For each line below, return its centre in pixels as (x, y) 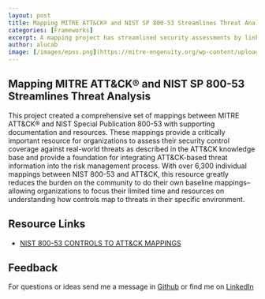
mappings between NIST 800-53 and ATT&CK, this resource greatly (118, 174)
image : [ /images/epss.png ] (52, 52)
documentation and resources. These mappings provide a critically (117, 132)
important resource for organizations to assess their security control (119, 140)
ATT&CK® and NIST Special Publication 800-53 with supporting (112, 124)
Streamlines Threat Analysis (80, 97)
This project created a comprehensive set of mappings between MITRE (124, 115)
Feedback (33, 268)
